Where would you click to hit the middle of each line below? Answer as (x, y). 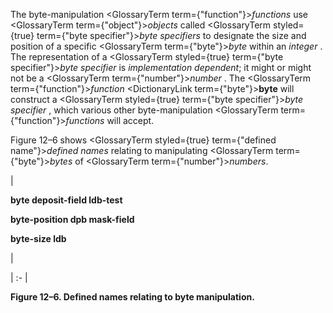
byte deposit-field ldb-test (66, 200)
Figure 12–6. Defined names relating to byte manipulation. (132, 297)
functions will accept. (110, 120)
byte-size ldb (38, 238)
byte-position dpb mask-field (72, 219)
